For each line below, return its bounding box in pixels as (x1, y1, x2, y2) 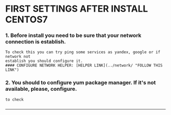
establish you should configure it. (5, 59, 83, 64)
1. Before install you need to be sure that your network (5, 32, 141, 39)
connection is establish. (5, 39, 66, 46)
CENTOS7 (5, 14, 48, 25)
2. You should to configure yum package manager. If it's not (5, 79, 156, 86)
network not (5, 54, 31, 59)
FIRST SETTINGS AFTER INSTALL (5, 3, 149, 15)
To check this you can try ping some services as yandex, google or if (5, 50, 160, 55)
